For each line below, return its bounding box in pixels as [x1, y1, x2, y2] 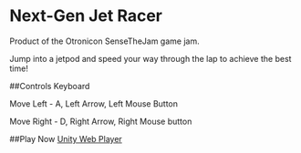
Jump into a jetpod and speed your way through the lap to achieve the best [9, 53, 292, 64]
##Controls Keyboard [9, 80, 90, 91]
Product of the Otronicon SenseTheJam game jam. [9, 36, 200, 46]
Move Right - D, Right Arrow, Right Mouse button [9, 116, 192, 127]
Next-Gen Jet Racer [9, 5, 162, 26]
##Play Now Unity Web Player [9, 133, 123, 144]
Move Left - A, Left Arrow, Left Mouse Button [9, 97, 179, 109]
